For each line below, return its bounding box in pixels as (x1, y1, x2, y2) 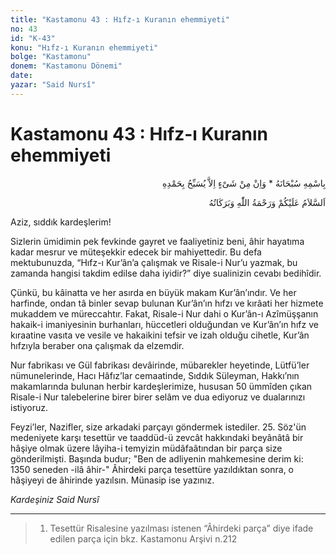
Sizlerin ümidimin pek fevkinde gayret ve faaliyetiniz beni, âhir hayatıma (10, 235, 305, 247)
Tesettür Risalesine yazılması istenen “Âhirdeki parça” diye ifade (49, 522, 314, 534)
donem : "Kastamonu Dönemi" (10, 61, 123, 71)
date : (10, 71, 33, 81)
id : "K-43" (10, 33, 56, 43)
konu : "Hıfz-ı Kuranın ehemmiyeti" (10, 42, 159, 53)
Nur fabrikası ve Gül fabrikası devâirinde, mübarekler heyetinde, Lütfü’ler (10, 359, 310, 371)
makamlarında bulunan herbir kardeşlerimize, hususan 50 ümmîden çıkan (10, 380, 313, 392)
